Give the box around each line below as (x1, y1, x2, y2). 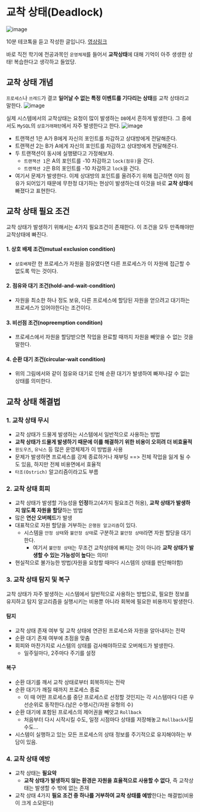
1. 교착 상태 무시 (6, 416, 49, 425)
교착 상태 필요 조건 (6, 206, 70, 216)
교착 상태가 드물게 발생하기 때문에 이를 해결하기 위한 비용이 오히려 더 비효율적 (14, 438, 193, 445)
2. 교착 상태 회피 (6, 484, 51, 493)
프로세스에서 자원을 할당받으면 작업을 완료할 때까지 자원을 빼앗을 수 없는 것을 (14, 333, 194, 341)
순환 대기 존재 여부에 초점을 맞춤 (14, 634, 90, 642)
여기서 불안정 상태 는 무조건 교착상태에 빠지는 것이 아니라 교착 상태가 (32, 544, 188, 551)
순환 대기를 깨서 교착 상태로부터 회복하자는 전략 (14, 679, 125, 686)
